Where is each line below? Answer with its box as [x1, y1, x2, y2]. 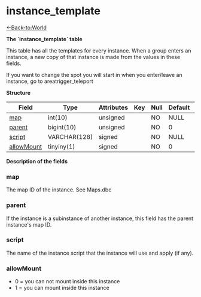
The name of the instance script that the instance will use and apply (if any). [6, 249, 194, 256]
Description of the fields [6, 157, 68, 165]
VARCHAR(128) [47, 132, 93, 141]
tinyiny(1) [47, 142, 75, 150]
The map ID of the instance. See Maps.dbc [6, 186, 112, 193]
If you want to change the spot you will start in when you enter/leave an [6, 71, 182, 78]
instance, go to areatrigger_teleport [6, 78, 94, 85]
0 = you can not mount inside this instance [14, 278, 120, 285]
